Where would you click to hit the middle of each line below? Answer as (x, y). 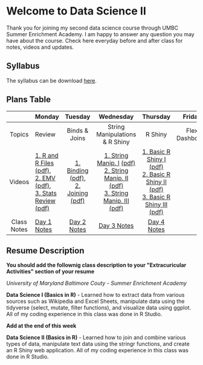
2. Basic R (156, 174)
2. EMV (46, 178)
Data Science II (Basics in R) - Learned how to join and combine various (96, 338)
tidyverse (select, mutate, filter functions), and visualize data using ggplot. (99, 308)
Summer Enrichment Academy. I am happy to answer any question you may (100, 34)
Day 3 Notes (116, 226)
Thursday (156, 116)
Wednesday (116, 116)
